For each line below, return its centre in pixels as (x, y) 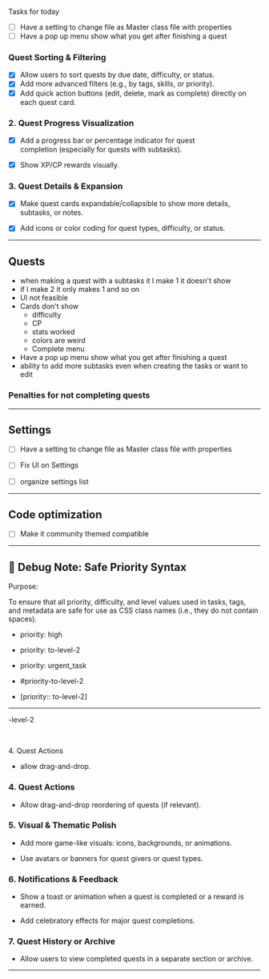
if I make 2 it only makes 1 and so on (80, 289)
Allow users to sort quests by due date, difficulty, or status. (117, 75)
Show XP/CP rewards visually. (70, 164)
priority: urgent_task (53, 665)
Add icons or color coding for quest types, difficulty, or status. (122, 229)
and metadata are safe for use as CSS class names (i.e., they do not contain (133, 611)
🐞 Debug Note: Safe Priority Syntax (97, 567)
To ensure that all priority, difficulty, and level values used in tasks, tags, (127, 602)
